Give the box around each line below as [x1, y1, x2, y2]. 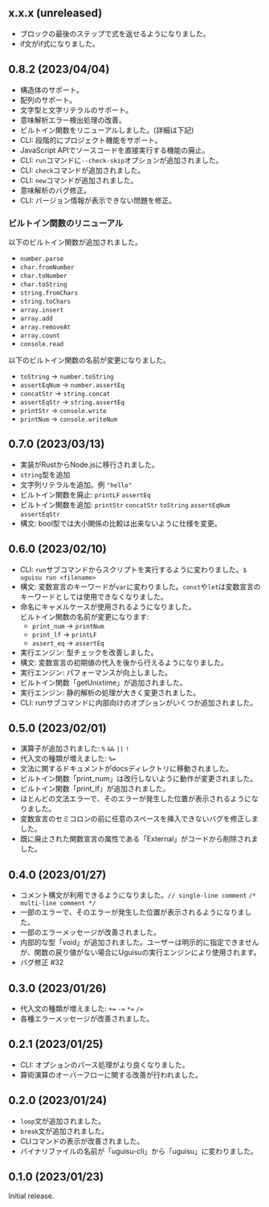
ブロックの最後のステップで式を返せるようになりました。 [19, 28, 210, 39]
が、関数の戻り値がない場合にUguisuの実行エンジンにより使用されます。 [19, 947, 261, 957]
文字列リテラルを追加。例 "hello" [19, 480, 132, 489]
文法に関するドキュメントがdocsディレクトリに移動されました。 [19, 763, 234, 774]
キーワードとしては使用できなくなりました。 [19, 591, 169, 601]
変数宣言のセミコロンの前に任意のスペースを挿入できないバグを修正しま [19, 814, 259, 824]
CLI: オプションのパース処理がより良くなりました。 [19, 1060, 190, 1070]
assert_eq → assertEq [31, 638, 104, 648]
